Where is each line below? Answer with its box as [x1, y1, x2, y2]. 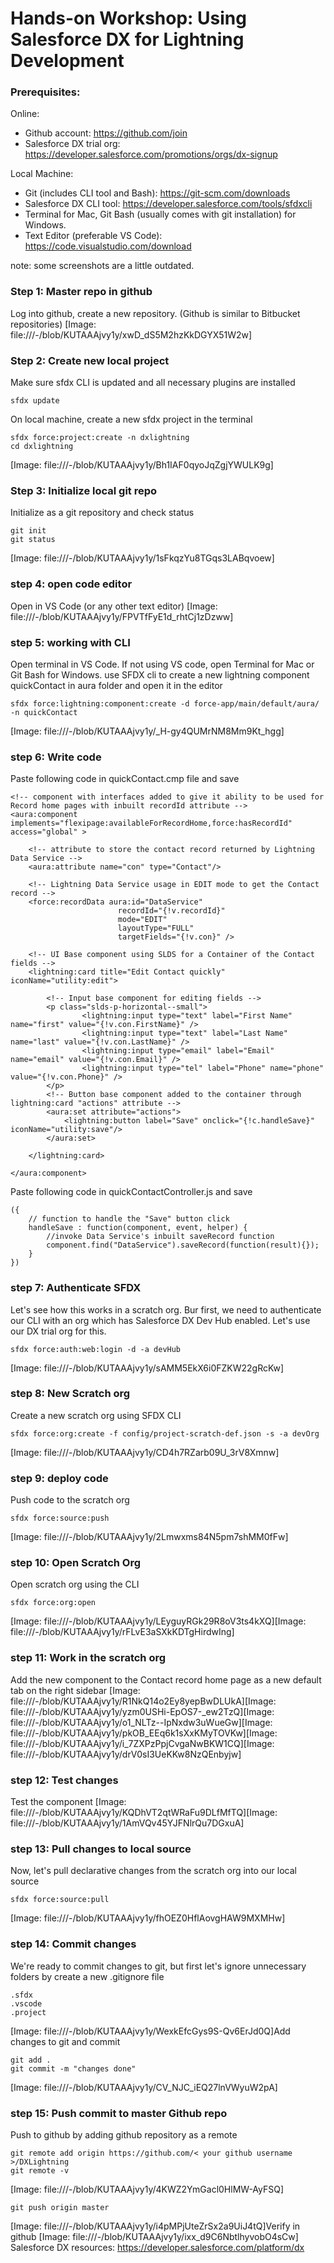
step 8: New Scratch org [10, 1387, 131, 1401]
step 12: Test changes [10, 1773, 119, 1787]
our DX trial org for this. [10, 1325, 107, 1337]
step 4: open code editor [10, 577, 133, 591]
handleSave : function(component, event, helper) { [28, 1223, 248, 1233]
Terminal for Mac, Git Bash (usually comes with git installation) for [24, 208, 297, 221]
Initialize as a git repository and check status [10, 507, 195, 519]
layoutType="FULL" [117, 923, 195, 934]
